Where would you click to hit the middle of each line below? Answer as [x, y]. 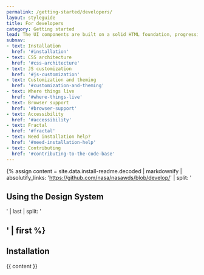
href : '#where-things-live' [47, 97]
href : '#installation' [40, 52]
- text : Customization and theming [51, 80]
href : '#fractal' [34, 131]
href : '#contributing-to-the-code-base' [63, 154]
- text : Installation [34, 46]
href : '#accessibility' [42, 120]
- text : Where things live [40, 91]
